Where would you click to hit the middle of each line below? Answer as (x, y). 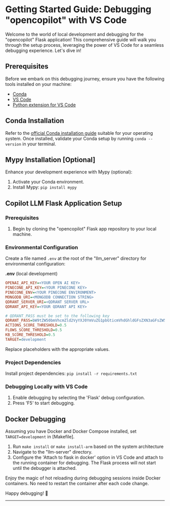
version (13, 144)
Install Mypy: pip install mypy (45, 187)
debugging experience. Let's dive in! (44, 50)
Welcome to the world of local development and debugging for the (75, 34)
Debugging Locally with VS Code (47, 386)
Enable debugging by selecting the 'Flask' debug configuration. (79, 398)
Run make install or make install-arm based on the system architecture (88, 447)
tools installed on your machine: (38, 84)
